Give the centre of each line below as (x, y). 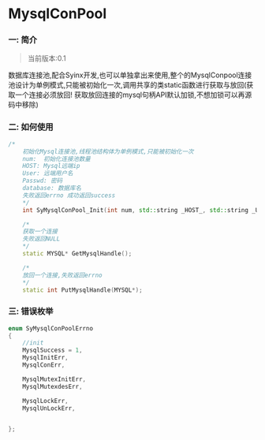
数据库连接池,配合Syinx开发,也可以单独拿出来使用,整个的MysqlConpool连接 (130, 75)
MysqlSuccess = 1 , (52, 351)
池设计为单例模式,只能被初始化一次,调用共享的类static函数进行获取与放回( (127, 85)
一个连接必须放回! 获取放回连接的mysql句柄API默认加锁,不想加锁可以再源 (133, 95)
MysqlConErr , (44, 365)
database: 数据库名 (52, 188)
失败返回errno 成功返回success (69, 195)
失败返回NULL (41, 239)
